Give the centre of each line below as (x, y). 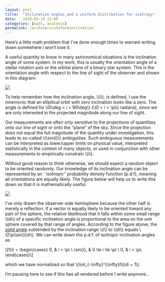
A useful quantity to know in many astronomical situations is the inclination (81, 57)
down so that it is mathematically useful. (46, 185)
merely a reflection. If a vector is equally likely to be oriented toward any (78, 209)
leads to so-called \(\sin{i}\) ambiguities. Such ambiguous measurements (79, 138)
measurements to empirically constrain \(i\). (49, 154)
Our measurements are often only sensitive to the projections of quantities (81, 122)
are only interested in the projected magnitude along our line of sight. (75, 113)
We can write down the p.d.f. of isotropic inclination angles (96, 235)
